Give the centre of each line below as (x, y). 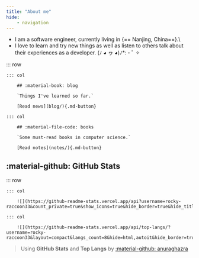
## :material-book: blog (47, 86)
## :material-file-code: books (55, 127)
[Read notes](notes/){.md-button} (59, 148)
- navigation (33, 22)
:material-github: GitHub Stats (63, 166)
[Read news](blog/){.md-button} (57, 107)
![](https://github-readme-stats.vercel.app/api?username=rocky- (99, 202)
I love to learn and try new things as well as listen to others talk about (99, 46)
